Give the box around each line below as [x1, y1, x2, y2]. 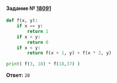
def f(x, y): [6, 18, 38, 23]
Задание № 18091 [6, 5, 52, 12]
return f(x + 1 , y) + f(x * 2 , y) [27, 50, 112, 56]
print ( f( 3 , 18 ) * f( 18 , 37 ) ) [6, 61, 81, 67]
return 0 [27, 39, 49, 45]
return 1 [27, 28, 49, 34]
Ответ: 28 [6, 72, 31, 79]
